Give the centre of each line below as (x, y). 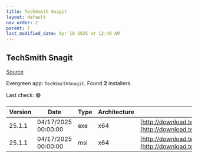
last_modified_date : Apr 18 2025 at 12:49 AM (63, 34)
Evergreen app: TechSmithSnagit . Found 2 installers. (69, 83)
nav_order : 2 (22, 22)
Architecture (116, 112)
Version (20, 112)
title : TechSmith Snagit (37, 12)
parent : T (18, 28)
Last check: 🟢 (24, 95)
